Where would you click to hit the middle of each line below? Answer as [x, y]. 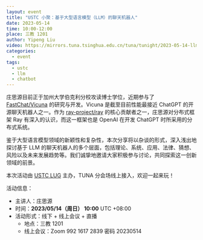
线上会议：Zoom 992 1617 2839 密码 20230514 [83, 231]
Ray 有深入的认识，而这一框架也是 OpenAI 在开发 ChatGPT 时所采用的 [100, 120]
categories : [21, 51]
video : [14, 46]
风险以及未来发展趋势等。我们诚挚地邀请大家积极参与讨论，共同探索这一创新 [101, 155]
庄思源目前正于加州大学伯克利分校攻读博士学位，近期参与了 [80, 97]
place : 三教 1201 [27, 34]
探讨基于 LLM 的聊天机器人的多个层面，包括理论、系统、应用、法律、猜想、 [101, 148]
